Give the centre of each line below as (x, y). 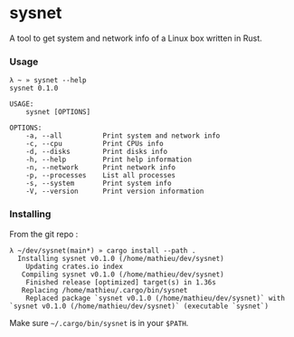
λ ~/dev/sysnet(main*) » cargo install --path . (103, 250)
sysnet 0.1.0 (34, 89)
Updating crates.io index (75, 266)
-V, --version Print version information (115, 192)
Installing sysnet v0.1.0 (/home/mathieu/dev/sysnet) (121, 258)
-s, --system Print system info (99, 184)
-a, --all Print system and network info (123, 136)
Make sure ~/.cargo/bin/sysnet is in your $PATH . (99, 323)
